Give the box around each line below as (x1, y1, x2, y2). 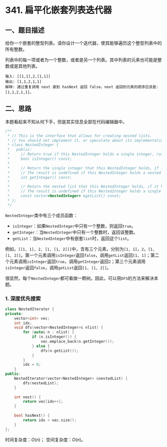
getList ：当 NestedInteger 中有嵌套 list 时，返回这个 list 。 (12, 235, 132, 241)
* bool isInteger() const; (7, 156, 72, 162)
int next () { (14, 394, 41, 400)
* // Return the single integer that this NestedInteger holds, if (7, 165, 159, 171)
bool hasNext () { (14, 413, 50, 418)
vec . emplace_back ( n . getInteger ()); (40, 339, 114, 344)
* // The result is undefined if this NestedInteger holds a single (7, 189, 162, 194)
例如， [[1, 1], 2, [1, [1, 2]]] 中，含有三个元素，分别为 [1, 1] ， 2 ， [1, (5, 246, 155, 252)
